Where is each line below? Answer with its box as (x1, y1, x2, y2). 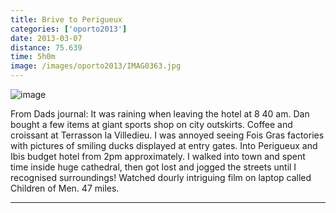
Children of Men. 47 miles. (10, 182, 120, 194)
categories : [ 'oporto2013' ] (10, 24, 128, 34)
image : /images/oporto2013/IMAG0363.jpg (10, 61, 182, 71)
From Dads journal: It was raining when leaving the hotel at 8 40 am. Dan (10, 108, 310, 120)
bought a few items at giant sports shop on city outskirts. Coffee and (10, 119, 293, 130)
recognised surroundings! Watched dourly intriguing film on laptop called (10, 172, 312, 183)
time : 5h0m (10, 52, 56, 62)
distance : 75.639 (10, 42, 83, 53)
